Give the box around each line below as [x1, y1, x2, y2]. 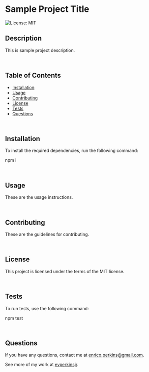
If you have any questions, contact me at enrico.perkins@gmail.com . [5, 352, 144, 358]
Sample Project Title [5, 3, 89, 15]
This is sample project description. [5, 47, 75, 53]
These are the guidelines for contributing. [5, 232, 89, 237]
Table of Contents [5, 71, 61, 80]
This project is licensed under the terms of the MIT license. [5, 268, 124, 274]
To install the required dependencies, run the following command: [5, 147, 139, 154]
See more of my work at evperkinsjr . [5, 362, 79, 368]
